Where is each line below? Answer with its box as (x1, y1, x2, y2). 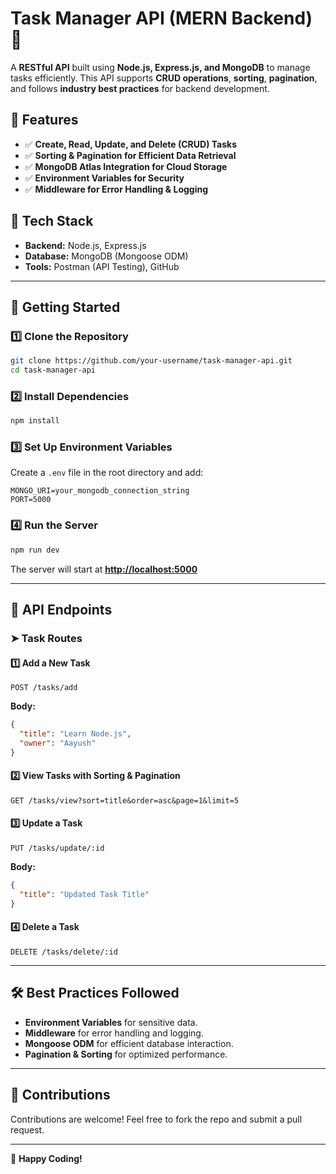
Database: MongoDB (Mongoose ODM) (24, 250, 189, 262)
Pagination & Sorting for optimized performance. (24, 1048, 228, 1060)
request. (10, 1123, 45, 1136)
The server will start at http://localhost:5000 (10, 563, 198, 575)
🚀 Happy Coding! (10, 1152, 83, 1164)
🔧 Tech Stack (10, 213, 94, 230)
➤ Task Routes (10, 631, 83, 645)
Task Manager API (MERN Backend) (10, 7, 313, 30)
